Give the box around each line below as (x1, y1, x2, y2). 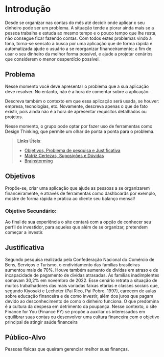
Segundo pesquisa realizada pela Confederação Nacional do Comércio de (5, 256, 155, 262)
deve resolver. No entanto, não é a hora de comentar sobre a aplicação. (5, 88, 150, 94)
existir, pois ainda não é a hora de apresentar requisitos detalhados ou (5, 108, 147, 114)
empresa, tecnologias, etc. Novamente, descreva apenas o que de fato (5, 103, 148, 109)
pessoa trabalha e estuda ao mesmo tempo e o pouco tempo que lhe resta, (5, 30, 157, 36)
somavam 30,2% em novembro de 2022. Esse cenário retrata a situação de (5, 277, 158, 283)
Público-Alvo (5, 333, 46, 342)
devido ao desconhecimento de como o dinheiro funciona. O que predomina (5, 298, 159, 304)
